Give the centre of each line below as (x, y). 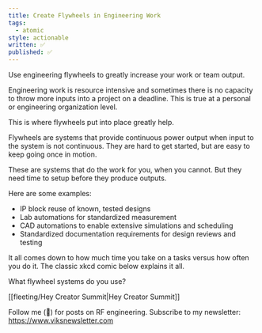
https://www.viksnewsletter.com (61, 320)
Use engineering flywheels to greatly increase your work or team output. (127, 75)
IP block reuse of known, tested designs (85, 209)
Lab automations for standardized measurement (98, 217)
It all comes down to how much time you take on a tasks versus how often (129, 257)
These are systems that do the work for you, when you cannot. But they (125, 170)
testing (31, 242)
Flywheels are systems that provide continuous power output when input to (131, 138)
